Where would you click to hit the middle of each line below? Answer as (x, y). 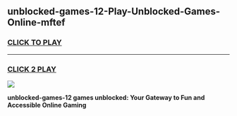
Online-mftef (36, 23)
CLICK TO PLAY (35, 43)
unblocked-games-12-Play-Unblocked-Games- (114, 12)
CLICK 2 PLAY (32, 69)
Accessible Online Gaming (47, 105)
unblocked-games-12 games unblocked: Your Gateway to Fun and (106, 97)
